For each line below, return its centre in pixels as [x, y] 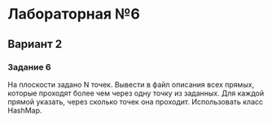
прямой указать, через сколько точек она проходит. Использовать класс [136, 101]
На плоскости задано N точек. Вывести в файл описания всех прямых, [131, 84]
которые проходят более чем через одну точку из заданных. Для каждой [136, 93]
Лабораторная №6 [74, 14]
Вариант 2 [35, 44]
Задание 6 [29, 67]
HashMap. [25, 110]
